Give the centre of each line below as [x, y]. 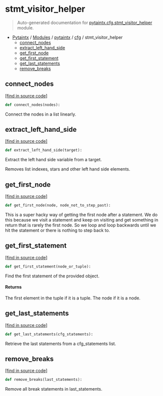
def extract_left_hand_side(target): [44, 150]
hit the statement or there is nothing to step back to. [58, 230]
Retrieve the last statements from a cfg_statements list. [61, 344]
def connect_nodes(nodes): [33, 105]
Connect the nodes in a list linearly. [41, 114]
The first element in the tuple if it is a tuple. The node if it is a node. [73, 298]
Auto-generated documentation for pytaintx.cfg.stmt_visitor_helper [84, 23]
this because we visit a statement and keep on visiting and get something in [82, 220]
